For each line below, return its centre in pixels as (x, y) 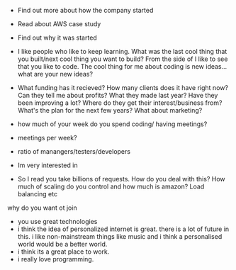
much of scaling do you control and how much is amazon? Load (111, 186)
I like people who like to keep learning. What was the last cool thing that (122, 51)
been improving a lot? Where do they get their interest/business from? (120, 103)
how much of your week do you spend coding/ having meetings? (112, 124)
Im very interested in (47, 165)
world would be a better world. (62, 244)
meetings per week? (47, 138)
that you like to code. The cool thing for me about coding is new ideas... (122, 66)
